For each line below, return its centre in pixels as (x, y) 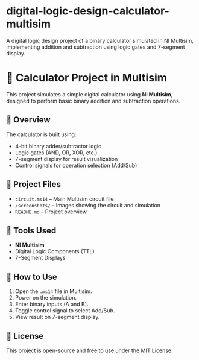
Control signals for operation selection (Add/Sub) (76, 165)
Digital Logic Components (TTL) (55, 251)
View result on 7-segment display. (57, 317)
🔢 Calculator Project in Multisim (87, 78)
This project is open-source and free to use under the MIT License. (90, 350)
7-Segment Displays (40, 258)
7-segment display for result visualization (66, 159)
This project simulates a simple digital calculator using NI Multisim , (90, 94)
